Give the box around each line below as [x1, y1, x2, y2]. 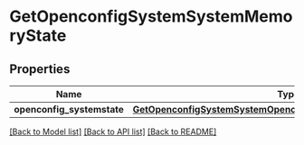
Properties [9, 61, 71, 77]
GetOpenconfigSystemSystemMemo [9, 6, 293, 27]
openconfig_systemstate [14, 104, 124, 115]
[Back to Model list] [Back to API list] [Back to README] [9, 126, 217, 137]
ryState [9, 25, 67, 46]
